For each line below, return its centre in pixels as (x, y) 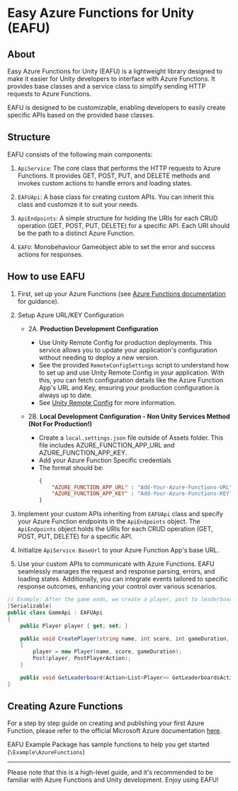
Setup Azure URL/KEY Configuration (70, 315)
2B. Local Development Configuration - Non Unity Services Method (129, 416)
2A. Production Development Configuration (93, 329)
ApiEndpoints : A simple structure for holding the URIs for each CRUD (118, 218)
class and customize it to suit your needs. (78, 204)
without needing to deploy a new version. (99, 357)
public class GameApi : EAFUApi (55, 613)
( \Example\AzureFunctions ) (46, 752)
